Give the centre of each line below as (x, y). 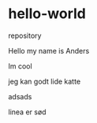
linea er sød (27, 112)
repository (25, 35)
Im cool (21, 66)
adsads (20, 96)
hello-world (47, 14)
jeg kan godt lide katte (45, 81)
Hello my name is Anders (49, 50)
